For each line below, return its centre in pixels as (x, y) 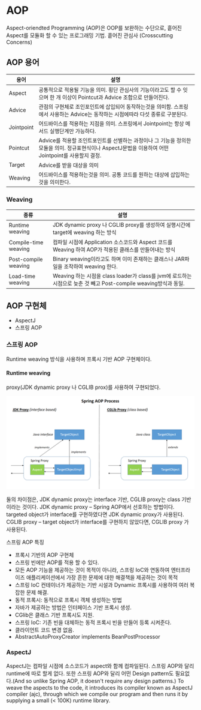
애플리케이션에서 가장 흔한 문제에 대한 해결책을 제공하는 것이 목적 (102, 577)
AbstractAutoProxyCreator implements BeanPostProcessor (87, 636)
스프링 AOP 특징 (25, 542)
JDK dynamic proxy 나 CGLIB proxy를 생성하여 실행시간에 (122, 225)
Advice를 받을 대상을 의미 (68, 165)
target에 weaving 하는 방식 (85, 232)
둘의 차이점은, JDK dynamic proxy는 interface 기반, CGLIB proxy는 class (93, 499)
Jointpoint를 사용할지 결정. (70, 155)
